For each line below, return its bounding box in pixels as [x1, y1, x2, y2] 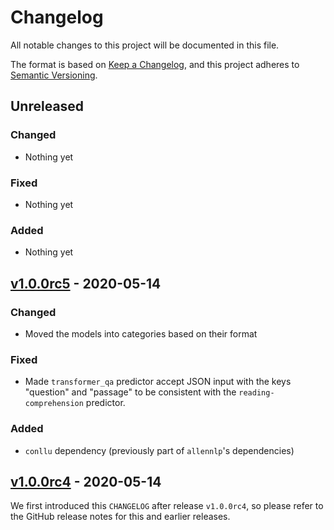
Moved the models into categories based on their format [24, 327, 258, 340]
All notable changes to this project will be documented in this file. [10, 39, 280, 51]
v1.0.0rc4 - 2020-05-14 [10, 473, 162, 490]
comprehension [24, 399, 84, 409]
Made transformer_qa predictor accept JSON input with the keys [24, 376, 292, 388]
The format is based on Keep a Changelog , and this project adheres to [10, 58, 300, 70]
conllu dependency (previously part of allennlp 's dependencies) [24, 444, 295, 456]
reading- [238, 388, 275, 398]
